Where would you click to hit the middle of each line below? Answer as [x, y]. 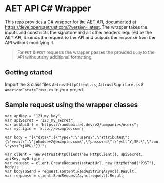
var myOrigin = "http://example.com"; [44, 129]
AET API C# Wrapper [48, 9]
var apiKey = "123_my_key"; [34, 116]
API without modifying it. [30, 42]
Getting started [29, 73]
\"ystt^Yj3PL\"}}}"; [26, 146]
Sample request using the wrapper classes [72, 105]
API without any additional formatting [54, 57]
